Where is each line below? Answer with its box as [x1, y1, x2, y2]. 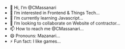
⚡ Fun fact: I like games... [9, 38, 61, 44]
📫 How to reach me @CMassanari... [9, 26, 84, 31]
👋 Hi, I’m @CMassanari [9, 5, 57, 10]
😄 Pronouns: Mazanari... [9, 33, 61, 39]
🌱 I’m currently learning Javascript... [9, 15, 84, 21]
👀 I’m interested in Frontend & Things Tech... [9, 10, 100, 16]
